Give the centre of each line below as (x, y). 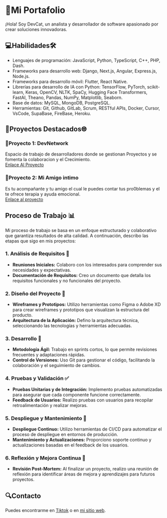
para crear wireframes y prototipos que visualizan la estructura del (81, 310)
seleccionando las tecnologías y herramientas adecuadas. (72, 326)
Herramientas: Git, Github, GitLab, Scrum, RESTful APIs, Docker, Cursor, (86, 108)
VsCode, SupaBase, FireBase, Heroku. (52, 113)
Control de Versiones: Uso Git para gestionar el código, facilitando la (84, 360)
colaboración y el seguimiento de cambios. (57, 365)
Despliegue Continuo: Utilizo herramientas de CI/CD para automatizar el (87, 429)
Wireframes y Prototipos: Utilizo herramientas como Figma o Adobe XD (86, 304)
